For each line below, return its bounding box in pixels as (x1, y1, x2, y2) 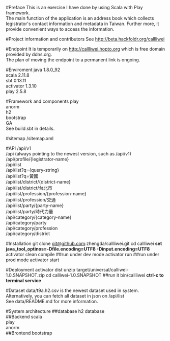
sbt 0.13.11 (6, 78, 27, 83)
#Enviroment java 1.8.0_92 (6, 66, 61, 73)
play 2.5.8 (6, 88, 27, 94)
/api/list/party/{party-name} (6, 202, 64, 209)
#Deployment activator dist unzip (6, 267, 75, 272)
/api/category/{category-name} (6, 214, 72, 220)
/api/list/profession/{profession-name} (6, 191, 87, 196)
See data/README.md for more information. (6, 299, 98, 304)
